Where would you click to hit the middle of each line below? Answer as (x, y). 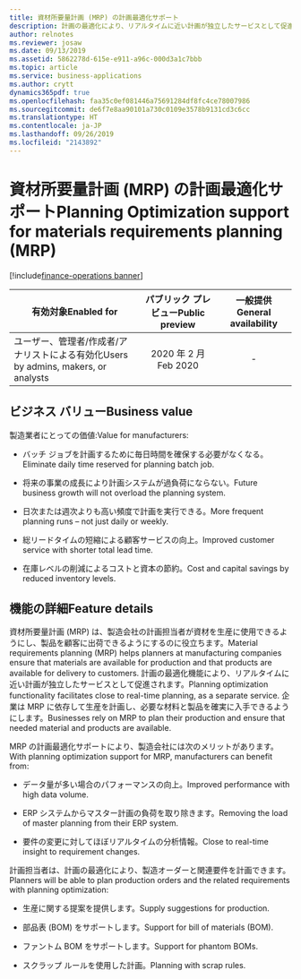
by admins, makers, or (60, 366)
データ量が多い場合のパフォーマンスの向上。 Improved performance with (156, 785)
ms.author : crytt (42, 84)
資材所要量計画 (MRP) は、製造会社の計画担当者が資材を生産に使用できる (145, 631)
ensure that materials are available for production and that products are (141, 663)
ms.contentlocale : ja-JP (56, 126)
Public (192, 313)
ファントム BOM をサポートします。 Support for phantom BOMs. (140, 947)
